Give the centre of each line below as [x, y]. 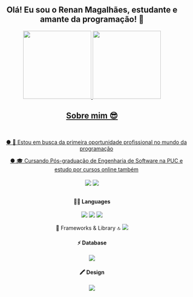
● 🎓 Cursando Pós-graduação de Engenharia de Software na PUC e [97, 160]
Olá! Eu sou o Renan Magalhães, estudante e [92, 10]
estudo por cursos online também [97, 169]
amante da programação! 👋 [92, 20]
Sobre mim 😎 [92, 116]
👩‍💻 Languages [92, 201]
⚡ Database [92, 243]
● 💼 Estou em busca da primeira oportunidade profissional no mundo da [97, 142]
